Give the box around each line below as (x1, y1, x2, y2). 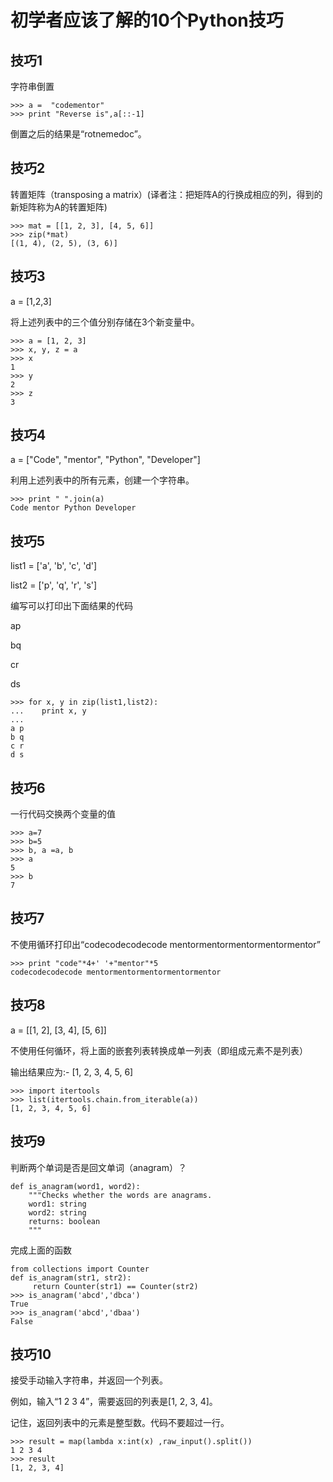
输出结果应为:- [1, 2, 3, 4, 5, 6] (10, 1066, 134, 1078)
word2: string (28, 1207, 87, 1218)
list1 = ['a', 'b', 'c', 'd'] (10, 560, 98, 572)
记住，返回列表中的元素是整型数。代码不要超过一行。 (10, 1417, 230, 1429)
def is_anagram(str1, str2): (10, 1272, 132, 1283)
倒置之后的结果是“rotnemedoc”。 (10, 128, 147, 140)
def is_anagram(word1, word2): (10, 1181, 141, 1191)
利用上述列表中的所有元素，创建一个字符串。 (10, 474, 195, 486)
